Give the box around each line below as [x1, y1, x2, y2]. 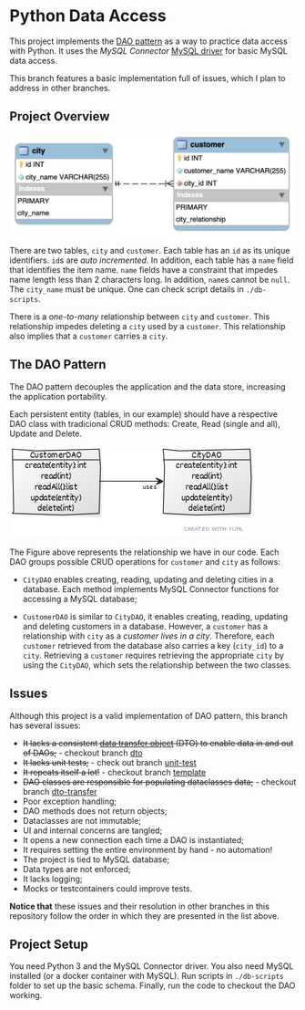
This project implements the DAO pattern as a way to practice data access [9, 36, 289, 47]
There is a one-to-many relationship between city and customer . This [9, 311, 270, 322]
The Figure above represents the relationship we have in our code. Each [9, 547, 280, 557]
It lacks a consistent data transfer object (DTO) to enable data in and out [22, 737, 294, 748]
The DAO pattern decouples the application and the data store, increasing [9, 380, 286, 392]
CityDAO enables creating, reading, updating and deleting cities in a [22, 574, 274, 585]
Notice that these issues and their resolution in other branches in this [9, 901, 270, 911]
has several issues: [9, 720, 81, 731]
